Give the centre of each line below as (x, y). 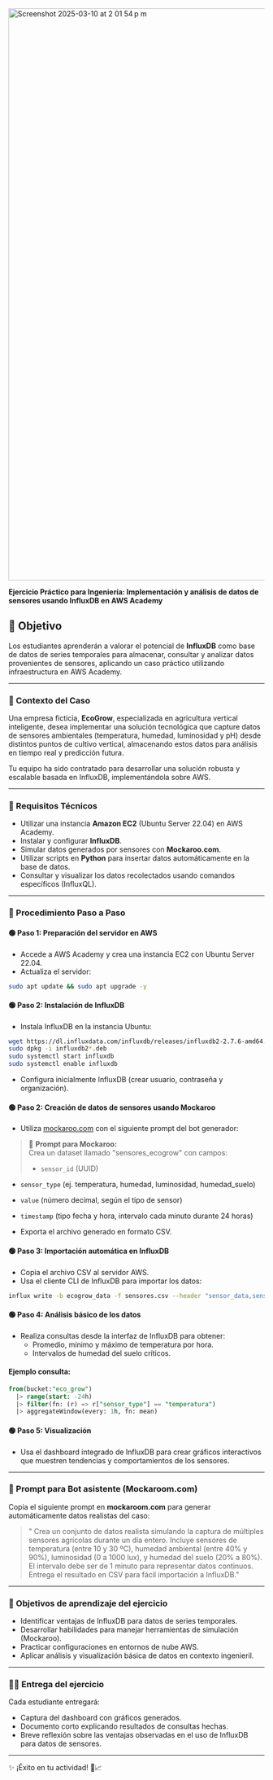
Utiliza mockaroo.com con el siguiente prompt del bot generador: (129, 1129)
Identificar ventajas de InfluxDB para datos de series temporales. (129, 1621)
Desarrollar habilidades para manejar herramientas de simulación (129, 1630)
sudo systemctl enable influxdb (63, 1064)
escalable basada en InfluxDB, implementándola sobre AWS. (110, 778)
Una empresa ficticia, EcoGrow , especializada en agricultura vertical (123, 718)
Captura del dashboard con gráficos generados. (101, 1718)
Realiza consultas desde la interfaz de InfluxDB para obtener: (123, 1335)
